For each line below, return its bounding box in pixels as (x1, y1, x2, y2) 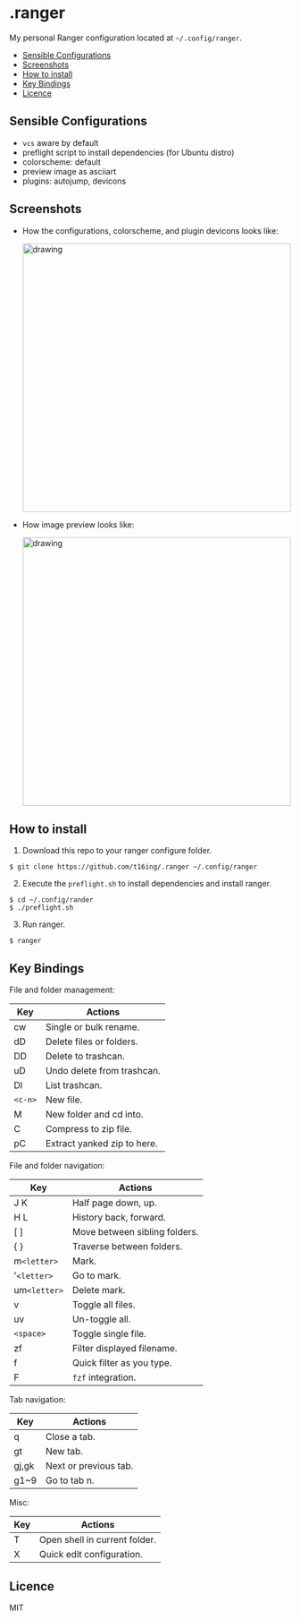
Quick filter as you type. (71, 1357, 172, 1369)
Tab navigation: (9, 1394, 66, 1405)
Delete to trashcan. (45, 1050, 125, 1063)
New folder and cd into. (45, 1109, 144, 1121)
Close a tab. (45, 1431, 96, 1444)
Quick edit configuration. (38, 1548, 143, 1561)
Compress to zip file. (45, 1123, 132, 1136)
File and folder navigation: (9, 1161, 105, 1171)
